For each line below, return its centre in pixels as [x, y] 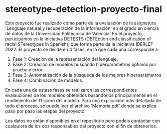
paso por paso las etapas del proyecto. [46, 111]
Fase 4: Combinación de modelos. [48, 80]
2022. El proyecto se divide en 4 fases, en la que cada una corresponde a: [82, 49]
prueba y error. [28, 69]
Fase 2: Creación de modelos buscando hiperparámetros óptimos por [85, 64]
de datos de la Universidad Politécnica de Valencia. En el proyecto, [74, 33]
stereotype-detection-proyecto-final [84, 9]
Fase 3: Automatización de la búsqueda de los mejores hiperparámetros [87, 75]
